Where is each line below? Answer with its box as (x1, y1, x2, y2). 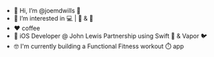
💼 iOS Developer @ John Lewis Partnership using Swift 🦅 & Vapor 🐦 (13, 32, 208, 40)
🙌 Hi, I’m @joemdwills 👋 (13, 7, 81, 14)
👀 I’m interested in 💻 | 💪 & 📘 (13, 14, 94, 22)
